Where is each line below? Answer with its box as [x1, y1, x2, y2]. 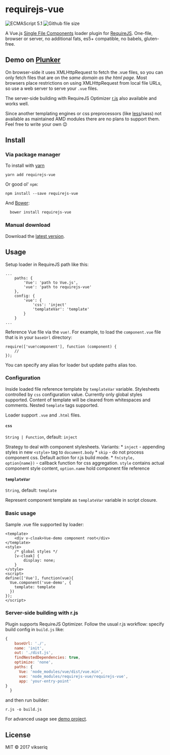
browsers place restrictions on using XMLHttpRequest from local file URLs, [5, 80, 162, 86]
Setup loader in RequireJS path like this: [5, 261, 89, 267]
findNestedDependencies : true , [14, 655, 81, 660]
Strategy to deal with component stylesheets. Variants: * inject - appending [5, 444, 165, 450]
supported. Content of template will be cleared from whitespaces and [5, 397, 151, 403]
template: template [14, 585, 56, 590]
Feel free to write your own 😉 [5, 121, 67, 127]
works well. [5, 100, 29, 107]
